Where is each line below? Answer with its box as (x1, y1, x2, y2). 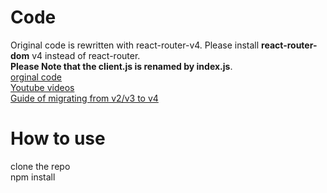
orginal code (10, 71, 62, 83)
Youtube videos (10, 81, 75, 93)
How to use (10, 127, 106, 150)
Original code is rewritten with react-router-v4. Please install (10, 39, 260, 51)
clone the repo (10, 160, 71, 172)
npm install (10, 171, 56, 183)
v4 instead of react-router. (31, 49, 141, 61)
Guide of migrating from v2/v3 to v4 (10, 92, 159, 104)
